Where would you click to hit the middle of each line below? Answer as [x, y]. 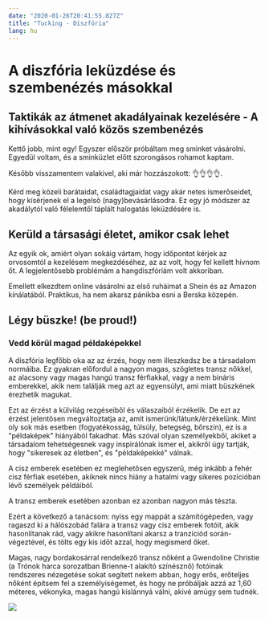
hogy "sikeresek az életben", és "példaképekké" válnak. [101, 452]
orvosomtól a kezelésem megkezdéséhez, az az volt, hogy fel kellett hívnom [134, 263]
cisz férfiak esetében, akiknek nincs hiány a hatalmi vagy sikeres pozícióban [134, 476]
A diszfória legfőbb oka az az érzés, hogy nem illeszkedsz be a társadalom [132, 360]
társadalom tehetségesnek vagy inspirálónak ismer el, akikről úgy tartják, [129, 444]
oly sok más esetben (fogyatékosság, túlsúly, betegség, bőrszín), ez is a [128, 427]
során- [220, 533]
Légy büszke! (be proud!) [73, 320]
